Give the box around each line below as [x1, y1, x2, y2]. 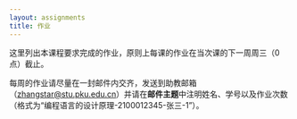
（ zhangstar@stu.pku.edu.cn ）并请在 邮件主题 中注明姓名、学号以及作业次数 [9, 89, 288, 99]
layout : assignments [9, 13, 87, 22]
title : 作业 [9, 21, 51, 30]
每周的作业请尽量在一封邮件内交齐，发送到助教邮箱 [9, 77, 197, 88]
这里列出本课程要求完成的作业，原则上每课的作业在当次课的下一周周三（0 [9, 47, 280, 58]
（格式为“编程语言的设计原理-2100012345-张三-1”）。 [9, 99, 204, 110]
